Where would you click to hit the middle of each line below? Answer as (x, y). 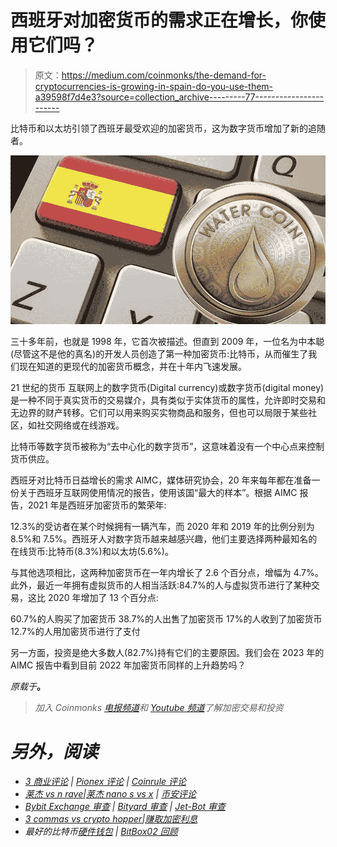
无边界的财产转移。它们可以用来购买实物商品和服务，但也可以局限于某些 (159, 413)
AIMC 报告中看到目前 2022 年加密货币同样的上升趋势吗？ (128, 665)
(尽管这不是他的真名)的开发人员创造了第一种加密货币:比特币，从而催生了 (159, 354)
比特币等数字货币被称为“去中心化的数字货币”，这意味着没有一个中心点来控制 (167, 447)
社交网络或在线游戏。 (80, 425)
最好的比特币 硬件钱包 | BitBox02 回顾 (101, 831)
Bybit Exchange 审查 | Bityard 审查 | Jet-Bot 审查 (125, 806)
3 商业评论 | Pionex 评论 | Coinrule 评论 (105, 781)
